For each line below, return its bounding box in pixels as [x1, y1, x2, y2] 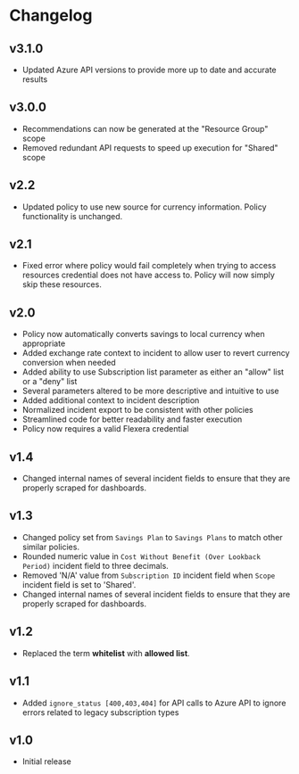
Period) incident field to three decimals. [21, 560, 170, 571]
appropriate [21, 338, 66, 349]
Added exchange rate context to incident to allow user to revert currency [21, 348, 290, 358]
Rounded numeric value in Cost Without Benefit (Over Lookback [21, 550, 262, 562]
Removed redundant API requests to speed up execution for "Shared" [21, 142, 278, 152]
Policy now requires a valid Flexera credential [21, 424, 189, 434]
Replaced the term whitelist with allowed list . [21, 647, 190, 658]
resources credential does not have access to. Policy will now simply [21, 269, 275, 281]
